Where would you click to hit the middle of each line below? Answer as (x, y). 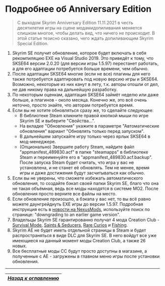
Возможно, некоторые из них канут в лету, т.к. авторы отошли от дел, (85, 84)
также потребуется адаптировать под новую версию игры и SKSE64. (85, 79)
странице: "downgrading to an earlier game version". (66, 214)
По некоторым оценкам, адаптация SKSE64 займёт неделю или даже (85, 95)
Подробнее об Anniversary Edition (78, 9)
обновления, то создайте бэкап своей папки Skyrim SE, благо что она (85, 183)
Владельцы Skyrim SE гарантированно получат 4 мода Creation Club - (86, 220)
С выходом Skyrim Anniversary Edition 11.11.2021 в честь (75, 23)
